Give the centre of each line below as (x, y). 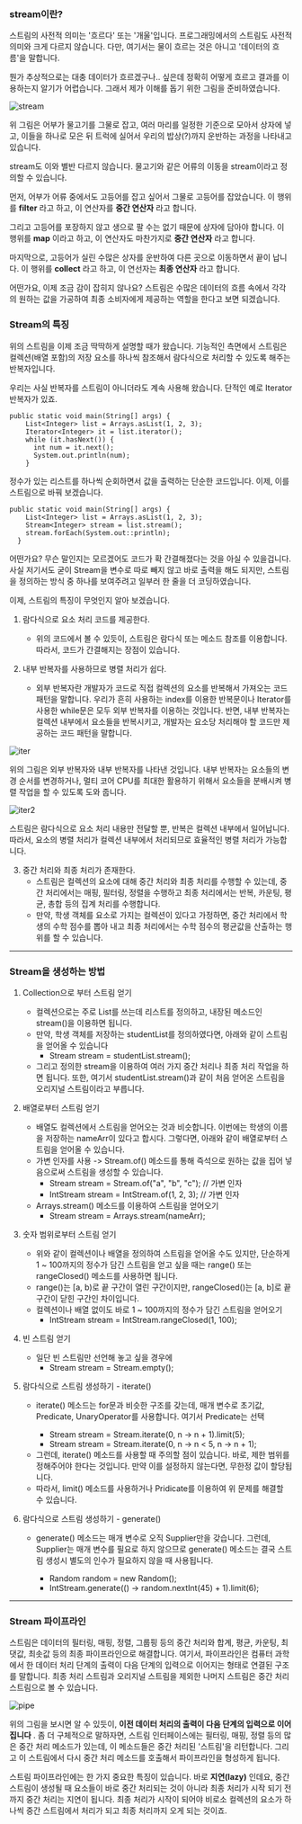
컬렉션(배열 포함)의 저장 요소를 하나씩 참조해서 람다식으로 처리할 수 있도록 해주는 (150, 357)
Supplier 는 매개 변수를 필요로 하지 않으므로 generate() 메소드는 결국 (155, 1549)
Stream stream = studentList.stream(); (120, 1055)
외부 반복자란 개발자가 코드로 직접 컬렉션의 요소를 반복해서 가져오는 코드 (162, 688)
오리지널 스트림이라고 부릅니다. (90, 1088)
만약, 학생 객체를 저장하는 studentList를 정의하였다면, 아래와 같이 (150, 1034)
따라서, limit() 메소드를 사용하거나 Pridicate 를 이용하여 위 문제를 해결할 (160, 1488)
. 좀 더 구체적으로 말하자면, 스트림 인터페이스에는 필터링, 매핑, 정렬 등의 (157, 1735)
